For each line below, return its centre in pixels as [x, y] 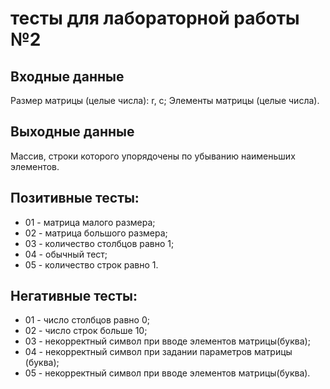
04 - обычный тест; [66, 254]
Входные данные [67, 76]
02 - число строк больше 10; [86, 331]
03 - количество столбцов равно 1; [99, 243]
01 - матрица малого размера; [90, 222]
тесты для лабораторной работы [155, 18]
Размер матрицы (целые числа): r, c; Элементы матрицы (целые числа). [165, 100]
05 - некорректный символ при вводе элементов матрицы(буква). [167, 373]
